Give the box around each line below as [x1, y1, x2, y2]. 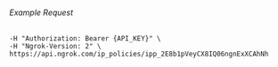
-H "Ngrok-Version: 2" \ [9, 42, 102, 51]
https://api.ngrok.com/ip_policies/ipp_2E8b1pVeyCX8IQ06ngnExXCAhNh [9, 49, 269, 59]
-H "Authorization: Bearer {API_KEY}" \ [9, 34, 162, 43]
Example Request [9, 7, 74, 18]
